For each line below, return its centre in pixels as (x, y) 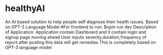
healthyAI (25, 8)
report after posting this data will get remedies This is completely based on (81, 42)
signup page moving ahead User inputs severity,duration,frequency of (76, 37)
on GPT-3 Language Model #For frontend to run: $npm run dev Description (81, 27)
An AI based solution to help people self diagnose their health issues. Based (82, 22)
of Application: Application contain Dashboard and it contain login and (76, 32)
